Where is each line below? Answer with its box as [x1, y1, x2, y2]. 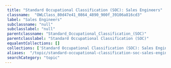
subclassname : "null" [7, 21, 53, 27]
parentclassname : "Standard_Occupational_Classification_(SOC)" [7, 31, 146, 36]
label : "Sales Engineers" [7, 17, 62, 22]
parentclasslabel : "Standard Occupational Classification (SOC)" [7, 36, 149, 41]
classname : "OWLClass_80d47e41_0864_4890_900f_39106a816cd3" [7, 12, 142, 17]
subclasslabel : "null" [7, 27, 56, 32]
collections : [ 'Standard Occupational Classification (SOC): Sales [7, 46, 154, 51]
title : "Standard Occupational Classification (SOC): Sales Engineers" [7, 7, 163, 13]
